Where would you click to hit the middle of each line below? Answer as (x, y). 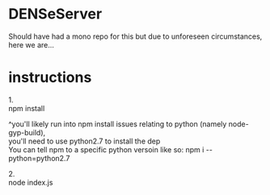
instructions (50, 78)
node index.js (31, 182)
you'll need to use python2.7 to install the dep (84, 141)
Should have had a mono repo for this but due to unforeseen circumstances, (135, 36)
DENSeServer (55, 14)
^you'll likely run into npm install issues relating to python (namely (118, 124)
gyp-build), (27, 132)
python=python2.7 (39, 158)
